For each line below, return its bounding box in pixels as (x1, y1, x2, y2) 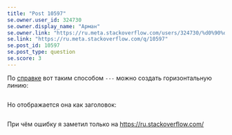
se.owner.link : (7, 29, 51, 37)
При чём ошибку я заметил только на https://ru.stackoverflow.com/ (7, 120, 204, 128)
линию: (7, 81, 29, 90)
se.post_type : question (7, 49, 76, 56)
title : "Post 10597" (7, 10, 67, 17)
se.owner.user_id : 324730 (7, 17, 81, 23)
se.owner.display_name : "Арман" (7, 23, 100, 30)
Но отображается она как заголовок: (7, 101, 117, 109)
